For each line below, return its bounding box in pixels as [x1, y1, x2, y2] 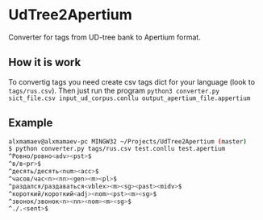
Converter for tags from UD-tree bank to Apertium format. [8, 32, 202, 42]
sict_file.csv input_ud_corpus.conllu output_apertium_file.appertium [8, 94, 251, 102]
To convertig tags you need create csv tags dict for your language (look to [8, 77, 256, 86]
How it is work [8, 56, 81, 69]
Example [8, 116, 53, 130]
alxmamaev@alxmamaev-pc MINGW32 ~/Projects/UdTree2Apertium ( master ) [8, 137, 248, 146]
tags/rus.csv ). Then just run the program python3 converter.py [8, 85, 220, 95]
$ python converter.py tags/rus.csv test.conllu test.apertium [8, 145, 226, 153]
